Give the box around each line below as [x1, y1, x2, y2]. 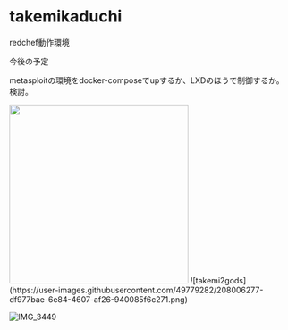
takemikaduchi [9, 6, 123, 27]
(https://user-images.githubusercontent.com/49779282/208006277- [9, 284, 264, 295]
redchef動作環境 [9, 37, 70, 47]
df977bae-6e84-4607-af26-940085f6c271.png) [9, 293, 188, 305]
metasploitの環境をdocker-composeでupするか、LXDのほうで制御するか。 [9, 74, 284, 86]
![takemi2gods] [190, 275, 247, 285]
